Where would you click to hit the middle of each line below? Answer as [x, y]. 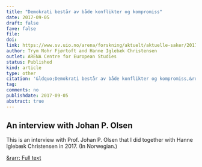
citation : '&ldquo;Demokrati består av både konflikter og [82, 79]
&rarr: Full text [24, 158]
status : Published [29, 62]
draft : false [23, 23]
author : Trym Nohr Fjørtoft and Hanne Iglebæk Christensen [82, 51]
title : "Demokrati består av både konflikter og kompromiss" [84, 12]
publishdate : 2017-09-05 [37, 96]
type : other [21, 73]
